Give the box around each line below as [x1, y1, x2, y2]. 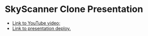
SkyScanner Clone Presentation [5, 3, 143, 15]
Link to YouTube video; [12, 20, 61, 26]
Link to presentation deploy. [12, 25, 71, 31]
